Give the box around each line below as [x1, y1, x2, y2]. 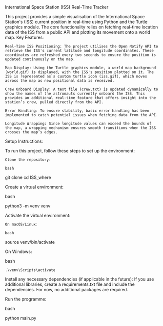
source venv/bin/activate [5, 239, 55, 245]
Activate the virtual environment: [5, 213, 71, 218]
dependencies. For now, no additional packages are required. [5, 287, 128, 292]
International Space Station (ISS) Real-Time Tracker [5, 4, 109, 10]
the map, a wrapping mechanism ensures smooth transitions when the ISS [5, 125, 156, 130]
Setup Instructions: [5, 138, 43, 144]
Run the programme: [5, 296, 46, 302]
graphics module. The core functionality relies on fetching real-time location [5, 24, 158, 30]
